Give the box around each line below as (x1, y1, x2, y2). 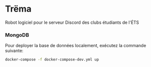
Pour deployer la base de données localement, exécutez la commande (5, 43, 146, 49)
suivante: (5, 48, 23, 54)
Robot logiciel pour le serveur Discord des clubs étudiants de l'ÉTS (5, 19, 139, 25)
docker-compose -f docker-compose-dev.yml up (5, 57, 99, 62)
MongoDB (5, 32, 29, 38)
